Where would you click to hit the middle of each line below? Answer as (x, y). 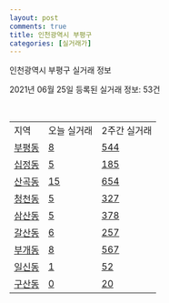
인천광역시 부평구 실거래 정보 (60, 70)
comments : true (38, 26)
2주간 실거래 (127, 131)
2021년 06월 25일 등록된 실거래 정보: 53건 (85, 90)
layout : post (34, 18)
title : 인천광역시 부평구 (51, 35)
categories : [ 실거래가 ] (51, 43)
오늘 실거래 (71, 131)
